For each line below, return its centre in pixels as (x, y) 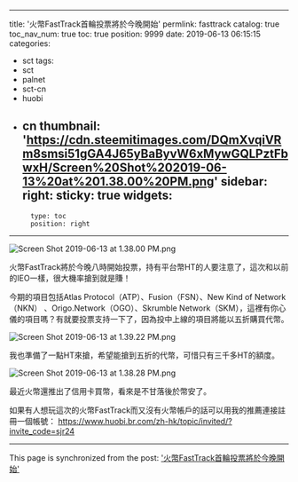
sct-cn (34, 89)
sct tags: (38, 60)
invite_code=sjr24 (42, 431)
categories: (30, 43)
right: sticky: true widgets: (97, 196)
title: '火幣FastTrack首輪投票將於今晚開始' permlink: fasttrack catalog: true (145, 24)
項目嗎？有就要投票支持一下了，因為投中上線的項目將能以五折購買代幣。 (157, 319)
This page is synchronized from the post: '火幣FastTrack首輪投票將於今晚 (143, 457)
